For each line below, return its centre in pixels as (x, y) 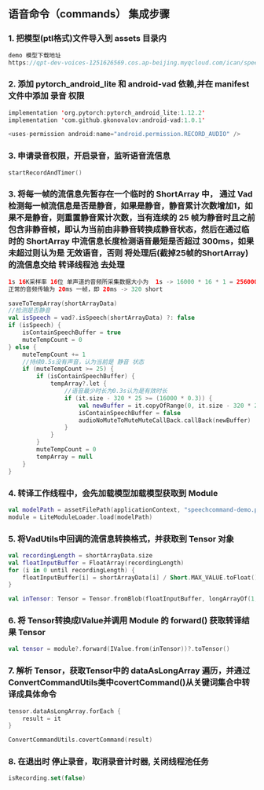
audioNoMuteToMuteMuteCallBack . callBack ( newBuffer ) (165, 420)
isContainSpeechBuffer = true (72, 333)
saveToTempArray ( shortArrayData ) (63, 303)
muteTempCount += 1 (54, 355)
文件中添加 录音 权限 (46, 96)
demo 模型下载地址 (35, 55)
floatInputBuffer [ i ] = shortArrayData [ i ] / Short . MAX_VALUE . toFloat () (140, 577)
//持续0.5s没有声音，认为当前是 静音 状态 (83, 362)
